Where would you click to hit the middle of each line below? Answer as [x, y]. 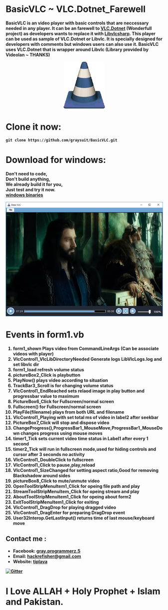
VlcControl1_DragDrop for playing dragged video [65, 507]
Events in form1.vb [45, 335]
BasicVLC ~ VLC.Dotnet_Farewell [76, 9]
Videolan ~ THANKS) [28, 55]
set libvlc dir [26, 364]
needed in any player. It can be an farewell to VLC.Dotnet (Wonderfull [79, 28]
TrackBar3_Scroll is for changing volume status [63, 385]
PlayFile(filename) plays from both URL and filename [68, 412]
